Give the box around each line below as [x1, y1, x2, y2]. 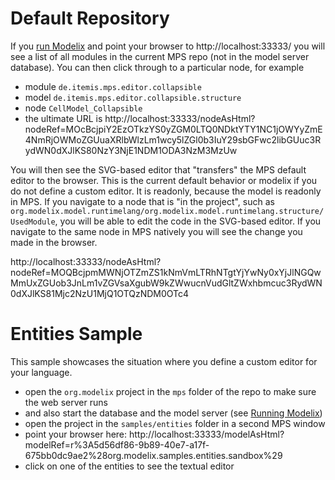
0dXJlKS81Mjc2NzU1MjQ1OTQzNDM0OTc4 [10, 287, 190, 299]
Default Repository [10, 7, 170, 30]
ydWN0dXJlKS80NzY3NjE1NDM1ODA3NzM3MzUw [24, 144, 238, 156]
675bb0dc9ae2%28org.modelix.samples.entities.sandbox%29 [24, 449, 283, 461]
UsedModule [10, 217, 56, 227]
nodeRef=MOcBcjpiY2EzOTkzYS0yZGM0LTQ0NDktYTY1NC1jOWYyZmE [24, 123, 323, 135]
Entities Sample [10, 323, 143, 346]
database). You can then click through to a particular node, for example [10, 61, 305, 73]
